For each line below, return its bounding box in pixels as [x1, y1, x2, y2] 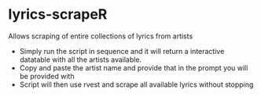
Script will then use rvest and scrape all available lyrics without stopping [19, 80, 254, 89]
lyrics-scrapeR [8, 5, 108, 23]
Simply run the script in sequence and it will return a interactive [19, 46, 225, 56]
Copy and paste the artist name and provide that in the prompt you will [19, 63, 248, 72]
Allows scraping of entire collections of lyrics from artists [8, 31, 193, 41]
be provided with [19, 71, 75, 81]
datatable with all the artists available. [19, 55, 142, 64]
